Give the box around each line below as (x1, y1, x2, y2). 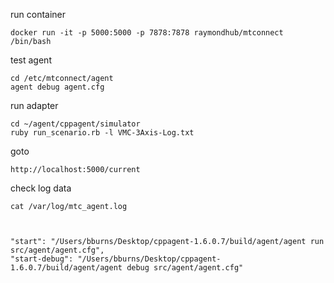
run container (10, 9, 67, 20)
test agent (10, 54, 52, 66)
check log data (10, 182, 72, 194)
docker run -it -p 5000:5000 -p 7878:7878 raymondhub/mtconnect (10, 28, 284, 38)
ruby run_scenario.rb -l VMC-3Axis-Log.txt (10, 128, 195, 138)
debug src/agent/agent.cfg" (126, 263, 244, 273)
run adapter (10, 100, 59, 111)
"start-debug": (10, 254, 74, 264)
